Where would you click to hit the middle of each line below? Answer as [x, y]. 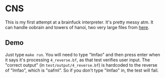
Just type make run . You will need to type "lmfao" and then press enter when [83, 54]
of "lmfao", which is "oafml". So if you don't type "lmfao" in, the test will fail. [82, 70]
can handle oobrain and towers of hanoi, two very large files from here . [77, 27]
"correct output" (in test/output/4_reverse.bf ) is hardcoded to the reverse [81, 65]
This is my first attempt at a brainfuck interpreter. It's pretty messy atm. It [79, 22]
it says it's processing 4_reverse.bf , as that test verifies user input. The [78, 60]
